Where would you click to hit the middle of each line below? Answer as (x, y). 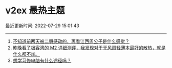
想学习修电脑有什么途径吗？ (42, 60)
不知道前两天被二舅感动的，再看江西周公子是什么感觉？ (71, 41)
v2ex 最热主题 (35, 10)
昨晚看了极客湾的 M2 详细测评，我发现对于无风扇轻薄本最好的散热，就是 (89, 48)
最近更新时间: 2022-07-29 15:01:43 (42, 26)
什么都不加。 (26, 54)
